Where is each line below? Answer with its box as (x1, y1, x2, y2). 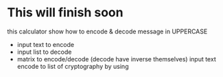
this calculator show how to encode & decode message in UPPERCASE (7, 27, 208, 35)
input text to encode (16, 40, 74, 48)
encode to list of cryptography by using (16, 62, 129, 70)
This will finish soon (7, 5, 124, 20)
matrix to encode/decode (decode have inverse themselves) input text (16, 55, 216, 63)
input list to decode (16, 48, 72, 56)
